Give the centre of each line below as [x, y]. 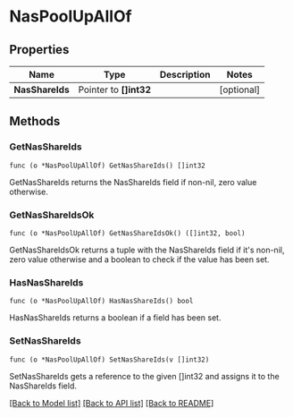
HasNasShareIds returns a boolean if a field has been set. [115, 318]
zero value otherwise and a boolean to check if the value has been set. [139, 259]
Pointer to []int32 [115, 89]
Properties [39, 50]
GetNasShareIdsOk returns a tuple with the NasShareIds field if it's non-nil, [147, 250]
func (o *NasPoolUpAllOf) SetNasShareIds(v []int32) [109, 360]
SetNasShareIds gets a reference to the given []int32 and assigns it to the [144, 376]
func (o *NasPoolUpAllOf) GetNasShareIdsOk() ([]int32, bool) [127, 233]
